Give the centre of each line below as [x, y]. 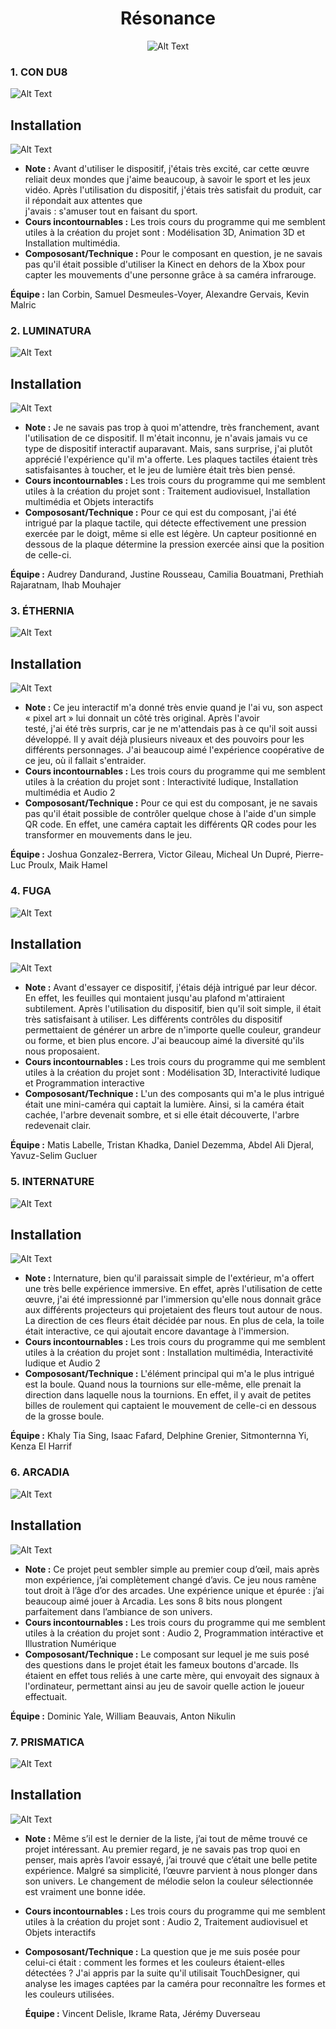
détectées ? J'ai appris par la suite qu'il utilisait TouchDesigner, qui [162, 1973]
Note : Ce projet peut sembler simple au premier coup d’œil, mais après [172, 1569]
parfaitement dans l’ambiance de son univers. [118, 1611]
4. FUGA [31, 891]
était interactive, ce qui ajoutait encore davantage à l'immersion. [157, 1331]
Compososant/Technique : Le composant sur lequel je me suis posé [167, 1654]
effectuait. [46, 1696]
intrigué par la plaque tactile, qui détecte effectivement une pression [165, 523]
